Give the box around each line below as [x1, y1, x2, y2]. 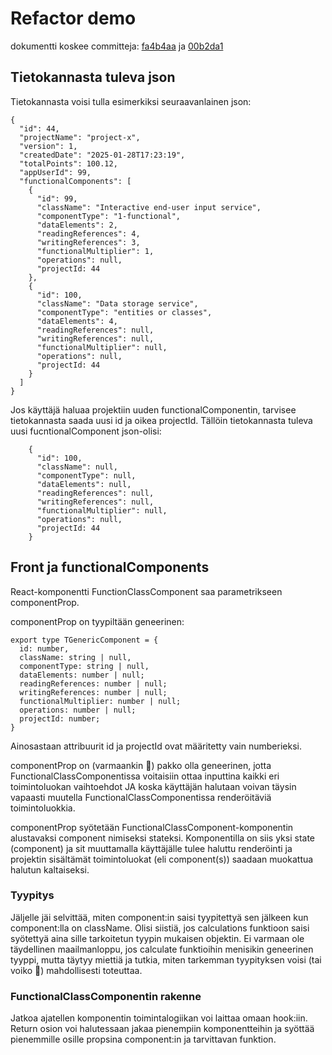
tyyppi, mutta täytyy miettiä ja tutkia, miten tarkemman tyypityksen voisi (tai [10, 953, 322, 966]
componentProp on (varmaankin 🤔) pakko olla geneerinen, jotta [10, 759, 272, 771]
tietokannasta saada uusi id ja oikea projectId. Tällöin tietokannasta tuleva [10, 414, 313, 426]
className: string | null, [19, 652, 132, 662]
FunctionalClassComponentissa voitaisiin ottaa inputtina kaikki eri [10, 770, 280, 782]
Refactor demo [10, 7, 137, 30]
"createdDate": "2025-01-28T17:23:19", [19, 150, 186, 160]
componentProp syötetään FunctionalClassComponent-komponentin [10, 821, 294, 833]
